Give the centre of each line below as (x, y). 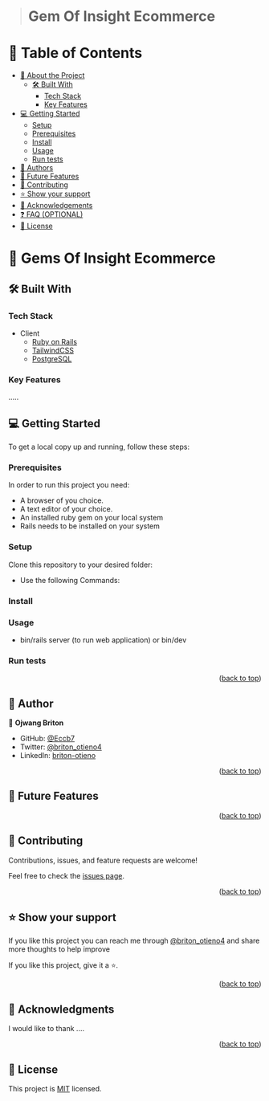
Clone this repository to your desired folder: (81, 565)
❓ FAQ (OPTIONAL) (51, 214)
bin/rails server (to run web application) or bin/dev (103, 640)
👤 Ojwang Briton (36, 723)
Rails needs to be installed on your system (90, 526)
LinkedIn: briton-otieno (58, 756)
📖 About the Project (52, 75)
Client (30, 333)
